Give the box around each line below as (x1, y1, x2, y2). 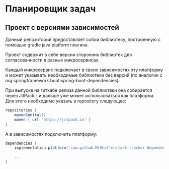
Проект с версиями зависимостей (5, 23, 119, 32)
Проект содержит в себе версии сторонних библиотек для (5, 51, 132, 58)
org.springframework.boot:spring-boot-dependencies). (5, 78, 120, 83)
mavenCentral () (14, 112, 46, 118)
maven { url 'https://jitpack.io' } (14, 117, 92, 122)
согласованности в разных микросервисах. (5, 57, 100, 63)
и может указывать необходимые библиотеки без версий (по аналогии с (5, 72, 162, 78)
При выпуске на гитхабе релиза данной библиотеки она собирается (5, 87, 152, 93)
